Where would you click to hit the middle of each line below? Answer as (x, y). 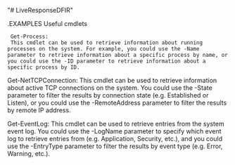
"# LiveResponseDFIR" (40, 10)
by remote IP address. (39, 110)
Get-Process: (30, 37)
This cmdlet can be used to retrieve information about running (106, 43)
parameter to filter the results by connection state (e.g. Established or (108, 95)
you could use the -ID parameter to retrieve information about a (107, 61)
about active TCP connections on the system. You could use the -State (110, 88)
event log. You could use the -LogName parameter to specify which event (114, 131)
